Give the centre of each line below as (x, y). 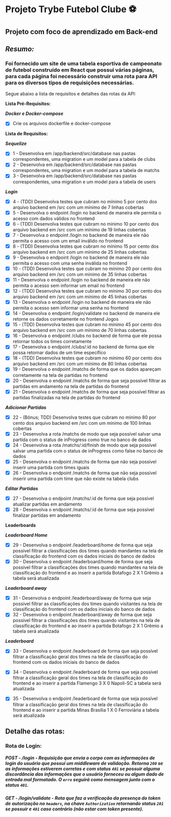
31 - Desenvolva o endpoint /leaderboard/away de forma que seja (82, 598)
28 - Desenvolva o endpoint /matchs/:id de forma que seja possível (83, 510)
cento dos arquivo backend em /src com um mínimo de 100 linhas (82, 423)
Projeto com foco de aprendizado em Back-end (82, 31)
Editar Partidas (22, 488)
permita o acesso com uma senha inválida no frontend (70, 263)
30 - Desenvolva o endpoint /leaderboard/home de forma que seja (83, 562)
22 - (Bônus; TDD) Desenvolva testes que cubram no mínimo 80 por (84, 417)
